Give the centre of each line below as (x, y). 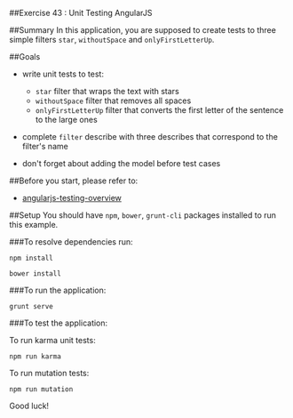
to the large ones (66, 120)
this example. (34, 225)
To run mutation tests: (49, 373)
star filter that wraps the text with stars (107, 91)
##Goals (25, 56)
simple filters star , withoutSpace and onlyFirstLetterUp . (112, 40)
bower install (36, 274)
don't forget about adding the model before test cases (121, 163)
